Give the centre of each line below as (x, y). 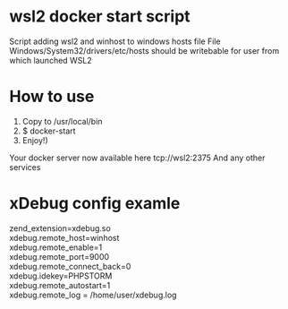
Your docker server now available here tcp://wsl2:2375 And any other (137, 158)
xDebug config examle (95, 204)
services (25, 167)
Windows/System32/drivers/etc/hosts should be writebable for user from (144, 50)
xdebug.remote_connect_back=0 (70, 266)
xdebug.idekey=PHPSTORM (61, 276)
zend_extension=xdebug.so (60, 228)
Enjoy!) (35, 140)
